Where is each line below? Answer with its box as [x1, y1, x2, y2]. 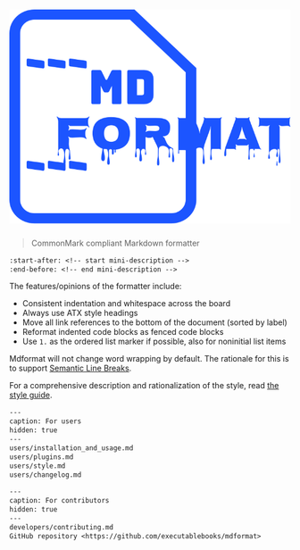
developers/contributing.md [9, 522, 114, 531]
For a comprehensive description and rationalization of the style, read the [9, 379, 279, 390]
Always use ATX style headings [21, 307, 138, 318]
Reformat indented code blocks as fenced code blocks [21, 326, 224, 337]
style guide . [9, 389, 53, 400]
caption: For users [9, 416, 82, 426]
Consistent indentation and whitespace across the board [21, 297, 230, 308]
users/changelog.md [9, 470, 82, 479]
